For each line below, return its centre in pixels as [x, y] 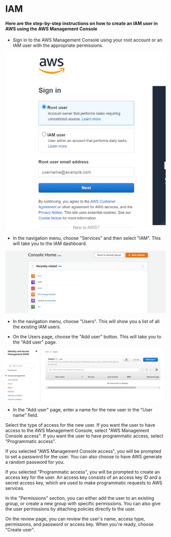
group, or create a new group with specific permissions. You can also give [83, 503]
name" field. [25, 415]
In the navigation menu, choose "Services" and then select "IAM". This [87, 238]
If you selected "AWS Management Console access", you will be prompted [83, 451]
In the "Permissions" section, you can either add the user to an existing [80, 498]
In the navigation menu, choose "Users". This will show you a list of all [86, 322]
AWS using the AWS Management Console [51, 29]
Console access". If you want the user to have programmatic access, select [84, 436]
